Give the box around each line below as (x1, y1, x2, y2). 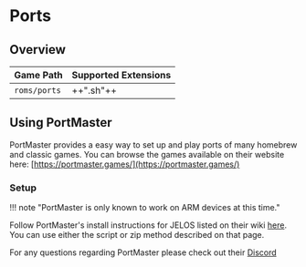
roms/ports (14, 86, 61, 96)
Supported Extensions (71, 69, 172, 81)
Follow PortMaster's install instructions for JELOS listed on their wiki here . (9, 220, 288, 231)
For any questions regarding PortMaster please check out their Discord (9, 247, 277, 258)
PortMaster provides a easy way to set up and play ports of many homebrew (9, 139, 298, 150)
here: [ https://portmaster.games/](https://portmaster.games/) (9, 159, 240, 169)
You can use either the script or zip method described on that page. (9, 230, 265, 241)
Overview (9, 42, 67, 57)
